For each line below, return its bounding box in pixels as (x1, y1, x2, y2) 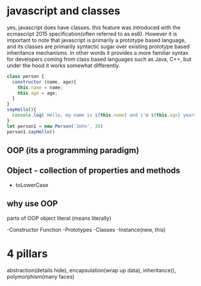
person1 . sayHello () (7, 129, 55, 135)
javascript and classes (7, 4, 120, 18)
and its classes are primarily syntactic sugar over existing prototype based (7, 43, 190, 50)
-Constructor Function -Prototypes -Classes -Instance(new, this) (7, 226, 166, 233)
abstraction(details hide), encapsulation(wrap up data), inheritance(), (7, 266, 177, 273)
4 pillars (7, 247, 48, 260)
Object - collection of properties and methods (7, 166, 181, 176)
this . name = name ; (17, 85, 63, 91)
